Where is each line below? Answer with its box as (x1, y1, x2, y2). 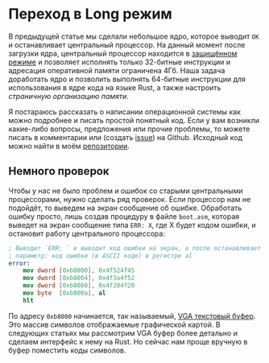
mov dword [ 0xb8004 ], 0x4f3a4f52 (23, 274, 135, 283)
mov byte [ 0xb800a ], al (23, 289, 106, 297)
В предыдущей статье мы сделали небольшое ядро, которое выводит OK (8, 31, 259, 41)
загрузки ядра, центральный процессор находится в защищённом (8, 48, 238, 58)
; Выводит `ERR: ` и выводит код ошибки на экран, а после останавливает (8, 244, 262, 252)
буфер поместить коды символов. (8, 345, 126, 355)
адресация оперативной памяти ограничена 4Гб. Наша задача (8, 65, 226, 75)
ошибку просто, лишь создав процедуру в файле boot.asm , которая (8, 211, 240, 221)
